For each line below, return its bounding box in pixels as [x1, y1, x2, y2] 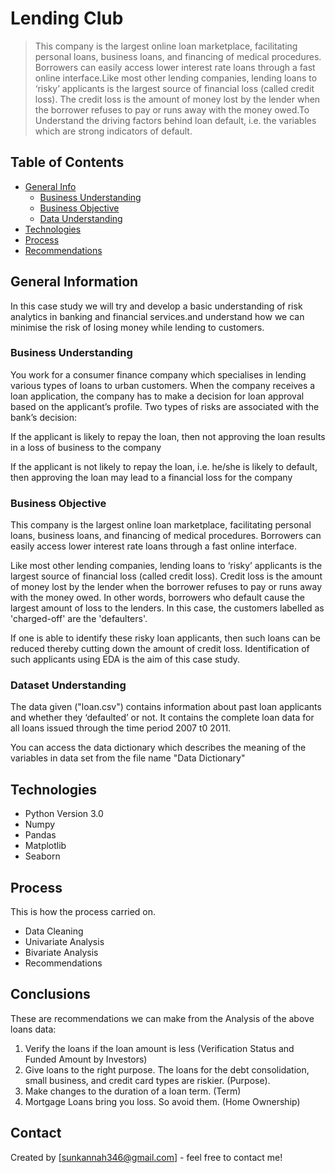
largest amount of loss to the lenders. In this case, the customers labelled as [10, 602, 325, 614]
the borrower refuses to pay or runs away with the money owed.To [34, 103, 310, 116]
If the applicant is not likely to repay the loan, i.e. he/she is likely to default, [10, 460, 318, 472]
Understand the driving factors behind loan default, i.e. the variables [34, 114, 317, 126]
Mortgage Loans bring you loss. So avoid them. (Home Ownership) [24, 1095, 301, 1107]
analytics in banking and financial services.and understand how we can [10, 310, 305, 322]
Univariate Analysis [24, 936, 105, 948]
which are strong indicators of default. [34, 125, 193, 137]
